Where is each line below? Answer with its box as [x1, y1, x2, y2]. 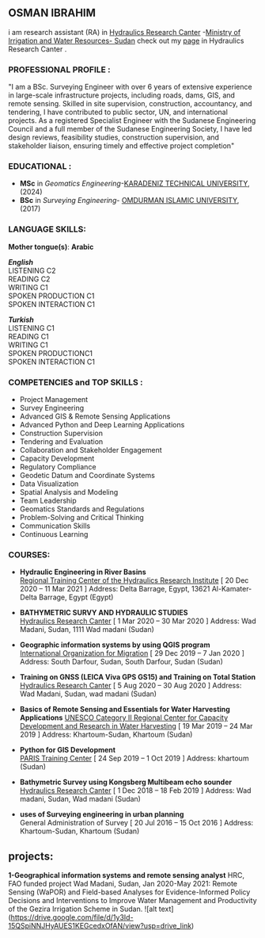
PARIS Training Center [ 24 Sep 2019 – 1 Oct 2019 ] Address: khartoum [19, 753, 249, 764]
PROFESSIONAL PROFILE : [8, 63, 111, 75]
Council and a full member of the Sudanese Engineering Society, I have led [8, 124, 252, 134]
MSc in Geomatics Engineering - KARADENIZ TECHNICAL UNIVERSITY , [19, 178, 251, 189]
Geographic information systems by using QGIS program [19, 640, 210, 649]
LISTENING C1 [8, 323, 55, 332]
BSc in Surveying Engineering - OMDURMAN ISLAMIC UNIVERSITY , [19, 196, 240, 205]
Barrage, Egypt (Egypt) [39, 592, 114, 602]
